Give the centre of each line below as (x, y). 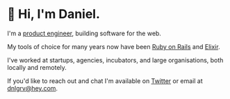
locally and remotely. (37, 67)
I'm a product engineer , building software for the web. (84, 33)
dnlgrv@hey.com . (32, 88)
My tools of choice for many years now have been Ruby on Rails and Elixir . (114, 46)
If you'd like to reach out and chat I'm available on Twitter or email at (105, 81)
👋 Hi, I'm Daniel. (54, 14)
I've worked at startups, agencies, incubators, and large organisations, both (115, 60)
